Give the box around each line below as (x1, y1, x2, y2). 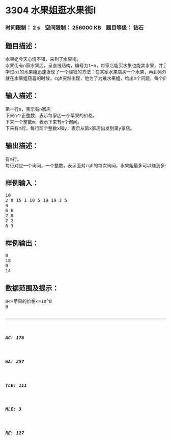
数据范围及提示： (5, 283, 59, 292)
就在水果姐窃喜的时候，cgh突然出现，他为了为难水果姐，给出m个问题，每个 (5, 75, 163, 81)
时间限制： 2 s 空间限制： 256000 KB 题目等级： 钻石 (5, 24, 144, 31)
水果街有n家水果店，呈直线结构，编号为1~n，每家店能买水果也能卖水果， (5, 62, 159, 68)
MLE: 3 (5, 406, 22, 412)
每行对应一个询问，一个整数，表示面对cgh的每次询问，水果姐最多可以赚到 (5, 163, 161, 168)
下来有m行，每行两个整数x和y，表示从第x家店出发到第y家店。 (5, 125, 135, 131)
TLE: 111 (5, 382, 27, 388)
